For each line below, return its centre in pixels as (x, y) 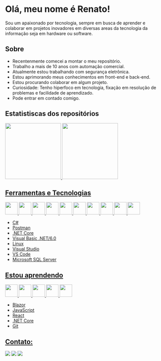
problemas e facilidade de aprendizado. (53, 92)
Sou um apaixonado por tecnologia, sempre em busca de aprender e (75, 23)
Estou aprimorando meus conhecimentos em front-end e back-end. (81, 77)
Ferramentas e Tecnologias (48, 193)
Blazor (19, 305)
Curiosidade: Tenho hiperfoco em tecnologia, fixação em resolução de (84, 88)
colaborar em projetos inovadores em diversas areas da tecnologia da (76, 28)
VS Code (21, 254)
